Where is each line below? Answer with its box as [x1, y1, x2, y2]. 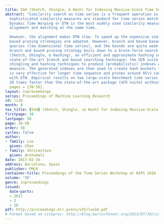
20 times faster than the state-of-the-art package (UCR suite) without [9, 80, 161, 85]
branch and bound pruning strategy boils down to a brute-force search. [9, 48, 161, 53]
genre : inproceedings [5, 180, 49, 185]
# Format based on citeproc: [5, 212, 64, 217]
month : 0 [5, 103, 23, 108]
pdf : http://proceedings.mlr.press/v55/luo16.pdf [5, 207, 108, 212]
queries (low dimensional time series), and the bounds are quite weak [9, 44, 159, 48]
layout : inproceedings [5, 89, 51, 94]
